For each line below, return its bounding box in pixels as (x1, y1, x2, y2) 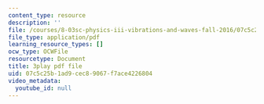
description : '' (8, 19, 61, 27)
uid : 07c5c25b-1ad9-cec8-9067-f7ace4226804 (8, 70, 153, 77)
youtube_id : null (15, 84, 72, 92)
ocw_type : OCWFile (8, 48, 68, 56)
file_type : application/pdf (8, 33, 101, 41)
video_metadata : (8, 77, 61, 84)
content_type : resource (8, 11, 86, 20)
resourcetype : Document (8, 56, 86, 63)
